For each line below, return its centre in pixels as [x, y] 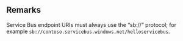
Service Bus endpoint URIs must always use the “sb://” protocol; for [91, 24]
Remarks [24, 10]
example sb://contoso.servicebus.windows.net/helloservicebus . [88, 31]
